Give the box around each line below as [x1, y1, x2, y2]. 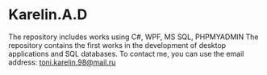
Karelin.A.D [8, 6, 88, 24]
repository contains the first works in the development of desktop [8, 40, 227, 49]
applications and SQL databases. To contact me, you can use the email [8, 49, 244, 58]
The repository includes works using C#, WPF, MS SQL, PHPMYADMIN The [8, 32, 259, 41]
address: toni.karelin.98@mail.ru [8, 57, 116, 67]
